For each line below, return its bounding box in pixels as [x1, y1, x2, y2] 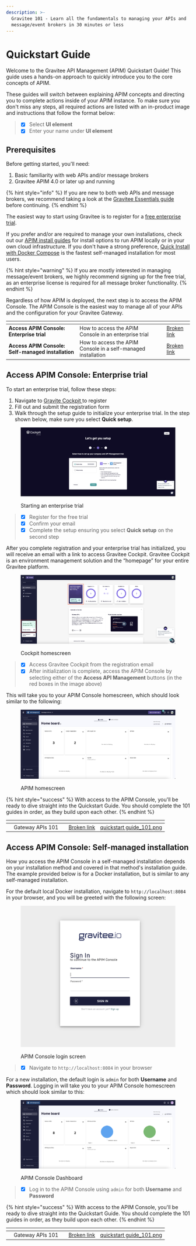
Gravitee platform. [6, 563, 50, 570]
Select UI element [29, 121, 73, 128]
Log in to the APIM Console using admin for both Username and [29, 1186, 182, 1193]
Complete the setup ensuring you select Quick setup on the [29, 526, 174, 533]
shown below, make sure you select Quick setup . [14, 416, 134, 423]
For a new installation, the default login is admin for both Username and [6, 1076, 177, 1083]
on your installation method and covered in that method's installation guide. [6, 864, 187, 871]
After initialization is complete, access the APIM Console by [29, 667, 172, 675]
